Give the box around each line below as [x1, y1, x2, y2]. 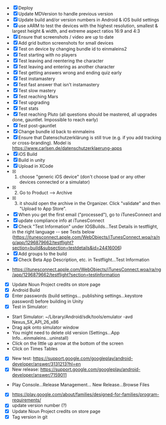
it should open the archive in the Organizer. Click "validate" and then [19, 200, 160, 206]
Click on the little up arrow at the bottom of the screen [11, 340, 123, 346]
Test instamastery [18, 76, 55, 82]
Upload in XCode [18, 163, 53, 169]
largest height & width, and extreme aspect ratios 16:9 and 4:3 [11, 28, 140, 34]
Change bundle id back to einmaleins [18, 129, 95, 134]
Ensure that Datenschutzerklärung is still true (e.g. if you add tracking [18, 135, 161, 140]
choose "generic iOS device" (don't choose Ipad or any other [19, 174, 145, 179]
